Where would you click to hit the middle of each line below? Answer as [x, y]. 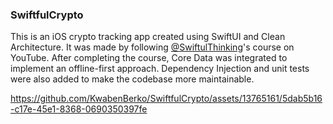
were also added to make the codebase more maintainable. [132, 79]
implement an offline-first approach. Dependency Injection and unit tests [160, 69]
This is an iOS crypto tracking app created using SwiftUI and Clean [148, 37]
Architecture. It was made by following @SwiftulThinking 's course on [152, 47]
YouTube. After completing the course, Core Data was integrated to [149, 58]
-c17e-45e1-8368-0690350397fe [79, 109]
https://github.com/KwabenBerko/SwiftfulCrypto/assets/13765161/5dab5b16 [166, 99]
